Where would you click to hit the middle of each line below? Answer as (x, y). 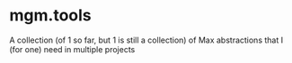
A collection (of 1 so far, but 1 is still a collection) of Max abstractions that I (146, 40)
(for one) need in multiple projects (72, 49)
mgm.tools (50, 16)
